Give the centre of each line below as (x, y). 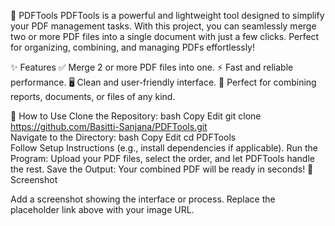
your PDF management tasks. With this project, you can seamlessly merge (163, 26)
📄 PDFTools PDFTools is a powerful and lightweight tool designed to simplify (167, 15)
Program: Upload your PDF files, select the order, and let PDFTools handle (162, 158)
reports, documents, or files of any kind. (93, 96)
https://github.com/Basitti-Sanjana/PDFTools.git (109, 126)
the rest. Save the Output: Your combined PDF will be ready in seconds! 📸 (162, 169)
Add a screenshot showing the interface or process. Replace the (143, 199)
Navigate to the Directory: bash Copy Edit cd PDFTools (123, 137)
